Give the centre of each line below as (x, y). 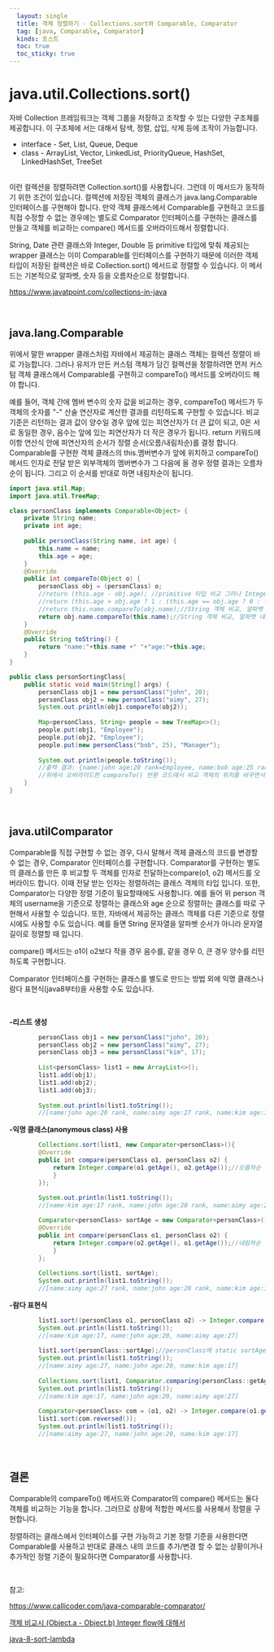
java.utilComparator (61, 832)
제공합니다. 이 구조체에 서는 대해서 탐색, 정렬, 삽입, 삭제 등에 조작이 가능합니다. (134, 128)
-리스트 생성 (28, 1022)
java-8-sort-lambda (42, 1639)
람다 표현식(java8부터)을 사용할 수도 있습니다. (82, 989)
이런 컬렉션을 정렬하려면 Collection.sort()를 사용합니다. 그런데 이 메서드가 (126, 187)
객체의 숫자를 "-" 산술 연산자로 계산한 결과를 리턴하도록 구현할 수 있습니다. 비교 (134, 411)
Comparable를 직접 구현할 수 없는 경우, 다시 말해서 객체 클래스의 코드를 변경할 (134, 852)
